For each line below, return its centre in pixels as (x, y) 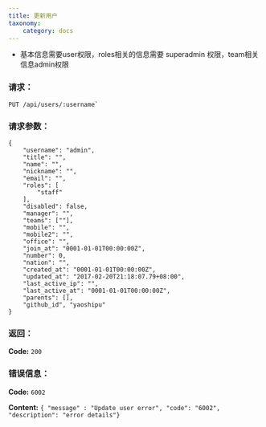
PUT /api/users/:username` (53, 104)
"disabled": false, (55, 206)
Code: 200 (25, 352)
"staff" (50, 192)
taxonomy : (25, 23)
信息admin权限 (45, 64)
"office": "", (46, 242)
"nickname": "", (50, 171)
